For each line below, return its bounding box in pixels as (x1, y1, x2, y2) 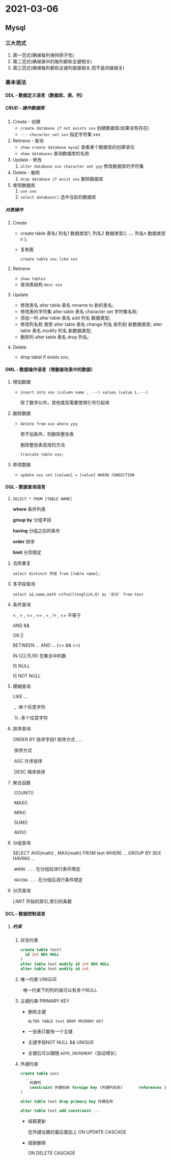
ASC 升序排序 (14, 758, 43, 764)
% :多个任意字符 (14, 715, 48, 721)
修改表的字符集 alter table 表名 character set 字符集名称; (20, 308, 138, 315)
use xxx (20, 189, 37, 194)
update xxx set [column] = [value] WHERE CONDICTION (20, 472, 135, 477)
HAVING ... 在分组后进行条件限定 (14, 876, 83, 883)
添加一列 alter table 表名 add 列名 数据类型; (20, 315, 111, 321)
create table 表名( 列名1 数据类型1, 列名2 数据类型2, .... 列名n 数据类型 (20, 230, 166, 237)
